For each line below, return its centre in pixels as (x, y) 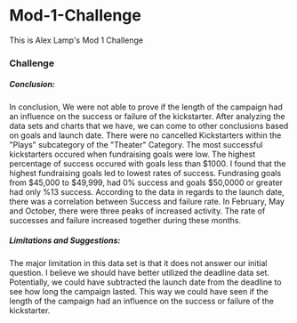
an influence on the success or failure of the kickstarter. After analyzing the (147, 116)
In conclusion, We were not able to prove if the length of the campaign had (146, 107)
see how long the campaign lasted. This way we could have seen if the (139, 291)
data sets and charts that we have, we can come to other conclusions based (149, 125)
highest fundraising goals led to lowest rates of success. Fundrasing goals (145, 173)
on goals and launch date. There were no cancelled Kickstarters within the (145, 135)
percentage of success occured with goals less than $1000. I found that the (148, 163)
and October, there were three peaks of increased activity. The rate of (137, 211)
